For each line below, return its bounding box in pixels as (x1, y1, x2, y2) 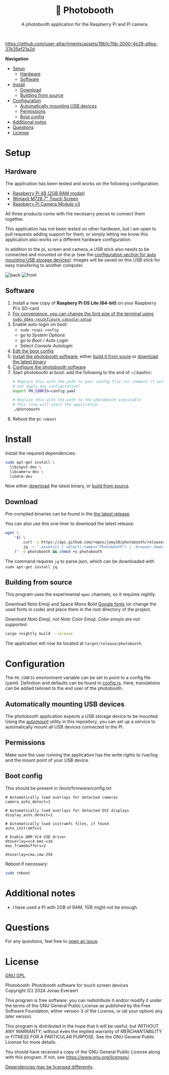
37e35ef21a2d (5, 46, 35, 52)
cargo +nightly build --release (5, 631, 73, 637)
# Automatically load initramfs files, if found (5, 821, 109, 826)
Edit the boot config (12, 348, 54, 354)
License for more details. (5, 1039, 57, 1045)
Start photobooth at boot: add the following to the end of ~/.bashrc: (12, 369, 152, 375)
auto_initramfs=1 (5, 826, 42, 831)
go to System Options (20, 332, 65, 338)
